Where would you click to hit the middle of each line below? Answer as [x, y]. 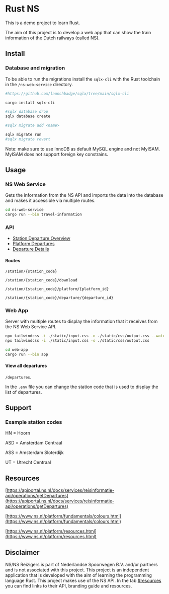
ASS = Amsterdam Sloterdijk [34, 453]
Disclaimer [22, 552]
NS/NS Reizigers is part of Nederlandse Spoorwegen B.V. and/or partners [81, 565]
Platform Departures [33, 244]
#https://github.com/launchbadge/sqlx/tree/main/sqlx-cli [67, 94]
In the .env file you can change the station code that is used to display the [82, 387]
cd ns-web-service [24, 210]
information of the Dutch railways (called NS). [52, 38]
